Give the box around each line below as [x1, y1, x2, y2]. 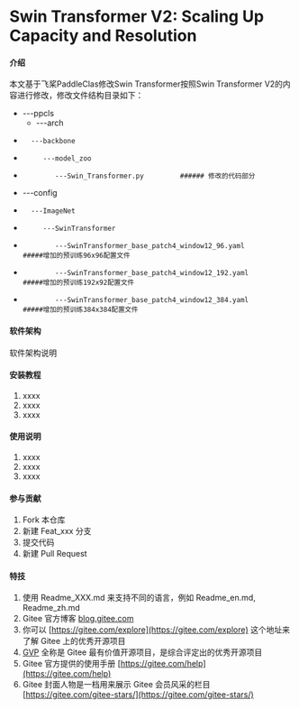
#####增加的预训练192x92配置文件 [22, 278, 135, 288]
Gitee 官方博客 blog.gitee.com [22, 613, 134, 624]
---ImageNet [31, 207, 76, 216]
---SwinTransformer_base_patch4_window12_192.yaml [55, 269, 249, 278]
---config [22, 188, 58, 198]
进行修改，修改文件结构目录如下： [16, 90, 144, 101]
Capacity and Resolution [9, 25, 197, 46]
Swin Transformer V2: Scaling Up [9, 6, 264, 27]
